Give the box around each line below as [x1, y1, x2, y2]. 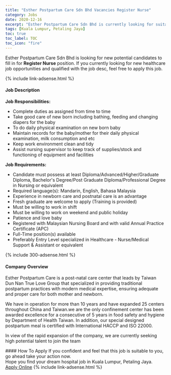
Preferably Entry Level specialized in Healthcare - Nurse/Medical [12, 236, 149, 242]
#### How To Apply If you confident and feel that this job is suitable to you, [5, 348, 164, 354]
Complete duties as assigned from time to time [12, 108, 111, 114]
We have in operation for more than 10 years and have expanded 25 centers [5, 301, 164, 307]
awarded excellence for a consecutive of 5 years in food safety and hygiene [5, 312, 164, 318]
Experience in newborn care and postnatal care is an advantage [12, 193, 147, 199]
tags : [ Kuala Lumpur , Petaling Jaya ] [5, 27, 85, 32]
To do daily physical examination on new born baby [12, 124, 121, 131]
